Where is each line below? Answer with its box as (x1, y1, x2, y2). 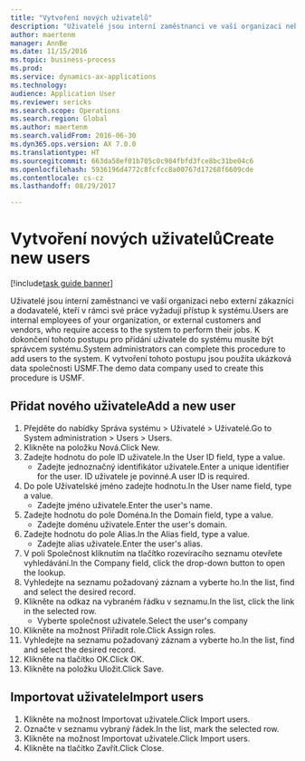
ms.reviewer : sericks (10, 97, 92, 107)
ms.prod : (10, 64, 43, 73)
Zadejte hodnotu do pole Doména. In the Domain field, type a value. (23, 509, 274, 520)
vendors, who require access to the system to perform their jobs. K (10, 324, 261, 335)
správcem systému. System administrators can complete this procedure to (10, 343, 286, 354)
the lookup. (23, 567, 66, 578)
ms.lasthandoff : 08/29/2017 (10, 182, 117, 191)
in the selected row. (23, 605, 98, 616)
